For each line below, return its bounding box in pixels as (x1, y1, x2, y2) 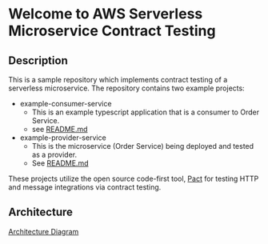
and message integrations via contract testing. (8, 182, 162, 192)
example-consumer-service (19, 99, 112, 108)
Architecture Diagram (8, 226, 79, 236)
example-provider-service (19, 133, 106, 142)
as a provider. (31, 150, 78, 159)
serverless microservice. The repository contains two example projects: (8, 83, 246, 93)
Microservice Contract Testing (8, 22, 216, 40)
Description (8, 54, 68, 67)
